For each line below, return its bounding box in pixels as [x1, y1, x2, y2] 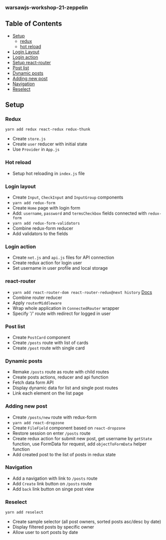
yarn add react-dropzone [12, 420, 64, 425]
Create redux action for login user [12, 260, 82, 266]
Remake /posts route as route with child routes [12, 369, 109, 375]
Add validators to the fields [12, 231, 68, 237]
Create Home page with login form [12, 205, 81, 211]
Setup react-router [12, 59, 51, 65]
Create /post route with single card [12, 345, 85, 351]
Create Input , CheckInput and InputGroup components [12, 195, 123, 201]
